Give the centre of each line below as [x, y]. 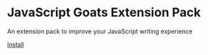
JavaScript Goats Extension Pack [104, 13]
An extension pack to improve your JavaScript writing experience [100, 31]
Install [15, 44]
